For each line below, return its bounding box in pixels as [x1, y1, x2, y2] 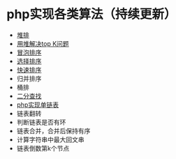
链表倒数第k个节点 [16, 144, 70, 152]
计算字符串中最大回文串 [16, 135, 85, 144]
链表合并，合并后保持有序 [16, 126, 91, 135]
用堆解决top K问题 [16, 39, 69, 47]
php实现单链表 [16, 100, 59, 109]
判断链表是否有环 [16, 118, 66, 126]
